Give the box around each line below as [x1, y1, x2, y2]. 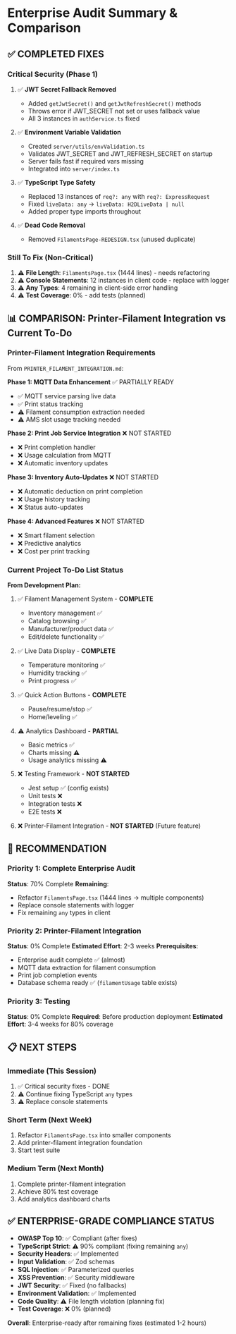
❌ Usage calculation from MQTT [17, 451, 112, 459]
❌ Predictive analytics [17, 539, 82, 547]
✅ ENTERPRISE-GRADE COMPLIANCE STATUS [7, 1215, 215, 1228]
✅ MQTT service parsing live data [17, 391, 116, 400]
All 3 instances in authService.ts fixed [27, 114, 140, 123]
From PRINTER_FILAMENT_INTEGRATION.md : [7, 364, 124, 372]
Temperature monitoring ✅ [27, 661, 106, 669]
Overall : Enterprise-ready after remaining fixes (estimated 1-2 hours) [7, 1318, 206, 1327]
